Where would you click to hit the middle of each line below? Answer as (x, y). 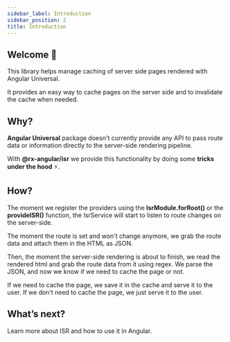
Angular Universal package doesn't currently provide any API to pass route (115, 138)
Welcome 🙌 (32, 54)
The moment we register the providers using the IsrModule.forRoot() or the (115, 207)
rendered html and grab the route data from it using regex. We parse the (110, 264)
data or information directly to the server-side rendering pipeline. (100, 145)
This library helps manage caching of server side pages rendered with (107, 71)
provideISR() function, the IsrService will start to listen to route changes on (114, 215)
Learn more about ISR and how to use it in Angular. (80, 331)
